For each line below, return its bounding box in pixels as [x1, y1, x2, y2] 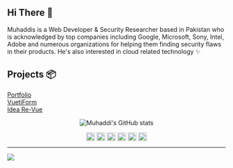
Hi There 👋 [7, 7, 53, 19]
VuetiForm [7, 97, 37, 106]
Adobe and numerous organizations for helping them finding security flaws [7, 39, 222, 48]
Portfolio [7, 91, 32, 99]
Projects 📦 [7, 68, 57, 80]
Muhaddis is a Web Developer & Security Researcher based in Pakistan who [7, 25, 225, 33]
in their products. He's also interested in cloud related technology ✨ [7, 47, 201, 55]
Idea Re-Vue [7, 105, 43, 113]
